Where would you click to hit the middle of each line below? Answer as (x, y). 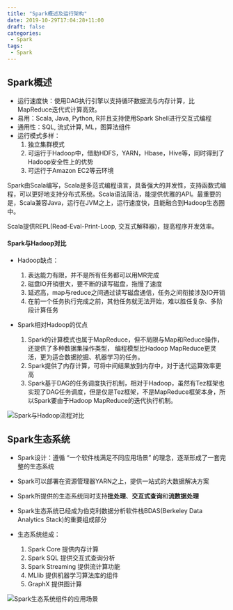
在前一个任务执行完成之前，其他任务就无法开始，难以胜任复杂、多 (122, 301)
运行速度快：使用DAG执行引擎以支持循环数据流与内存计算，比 (106, 100)
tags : (15, 46)
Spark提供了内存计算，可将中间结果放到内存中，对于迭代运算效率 (121, 365)
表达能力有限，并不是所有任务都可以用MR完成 (94, 275)
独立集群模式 (46, 144)
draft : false (26, 26)
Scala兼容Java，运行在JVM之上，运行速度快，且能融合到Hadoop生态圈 (122, 202)
